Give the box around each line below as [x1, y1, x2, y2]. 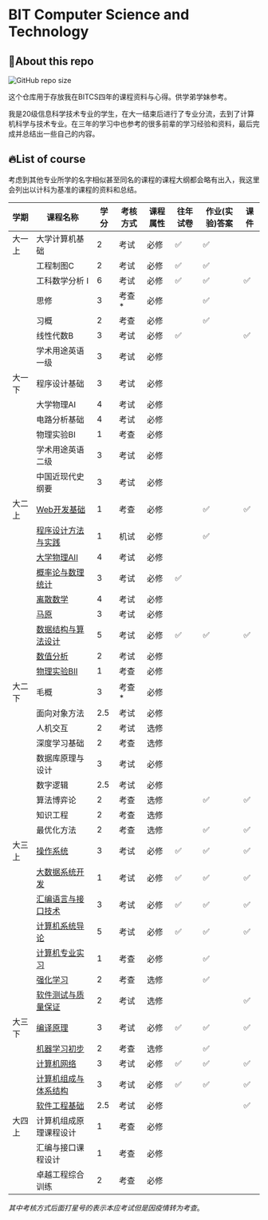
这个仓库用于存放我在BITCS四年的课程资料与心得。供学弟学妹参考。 [8, 92, 231, 101]
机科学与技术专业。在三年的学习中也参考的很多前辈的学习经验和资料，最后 [8, 119, 253, 129]
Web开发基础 [36, 503, 86, 515]
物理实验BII [36, 666, 78, 677]
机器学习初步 [36, 1043, 85, 1054]
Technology [8, 22, 89, 41]
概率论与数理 [36, 566, 85, 578]
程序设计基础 [36, 378, 85, 389]
